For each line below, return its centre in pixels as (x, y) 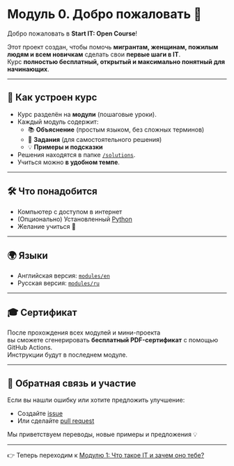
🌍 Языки (28, 256)
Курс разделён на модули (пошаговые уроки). (87, 114)
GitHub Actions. (30, 348)
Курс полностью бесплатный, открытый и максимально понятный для (116, 61)
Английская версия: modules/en (63, 276)
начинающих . (29, 69)
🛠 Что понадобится (52, 192)
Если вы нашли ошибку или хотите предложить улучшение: (96, 400)
